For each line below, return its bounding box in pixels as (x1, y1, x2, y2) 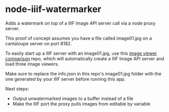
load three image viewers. (5, 61, 59, 67)
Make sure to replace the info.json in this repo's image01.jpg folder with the (5, 70, 162, 76)
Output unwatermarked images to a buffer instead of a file (12, 95, 134, 101)
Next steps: (5, 85, 29, 91)
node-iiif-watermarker (5, 4, 102, 15)
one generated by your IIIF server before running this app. (5, 76, 126, 82)
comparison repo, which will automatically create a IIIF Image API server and (5, 55, 164, 61)
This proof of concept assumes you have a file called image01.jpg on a (5, 35, 152, 41)
